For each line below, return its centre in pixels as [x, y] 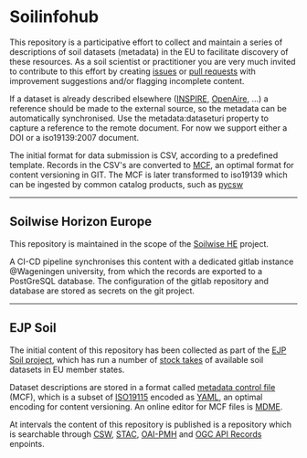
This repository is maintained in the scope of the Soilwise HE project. [139, 243]
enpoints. [27, 443]
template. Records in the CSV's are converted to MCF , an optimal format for [152, 165]
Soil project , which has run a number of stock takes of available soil [137, 359]
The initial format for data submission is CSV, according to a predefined [144, 155]
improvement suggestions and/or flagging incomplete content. [127, 80]
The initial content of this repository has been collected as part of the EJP [148, 350]
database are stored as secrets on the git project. [102, 291]
